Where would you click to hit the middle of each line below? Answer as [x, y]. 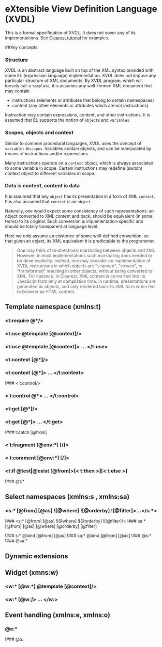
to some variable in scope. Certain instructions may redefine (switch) [74, 168]
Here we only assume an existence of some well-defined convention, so [77, 236]
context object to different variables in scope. [50, 173]
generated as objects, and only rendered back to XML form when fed [86, 286]
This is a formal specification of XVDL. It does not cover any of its [70, 32]
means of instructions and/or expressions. [47, 153]
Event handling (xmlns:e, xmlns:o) [58, 615]
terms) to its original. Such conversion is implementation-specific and [74, 221]
